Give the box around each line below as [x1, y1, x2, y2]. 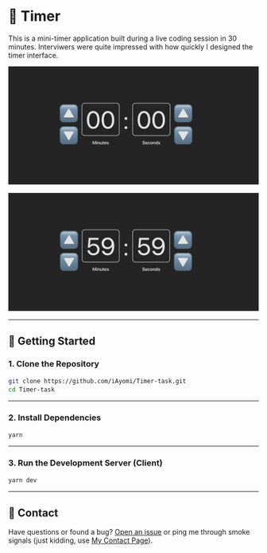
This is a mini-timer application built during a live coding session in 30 [8, 33, 237, 43]
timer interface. [8, 50, 59, 60]
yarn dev [8, 477, 37, 484]
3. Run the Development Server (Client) [8, 457, 163, 469]
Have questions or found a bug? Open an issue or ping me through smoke [8, 528, 250, 536]
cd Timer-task [8, 386, 56, 394]
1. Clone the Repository [8, 358, 99, 369]
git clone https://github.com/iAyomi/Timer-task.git [8, 378, 187, 386]
